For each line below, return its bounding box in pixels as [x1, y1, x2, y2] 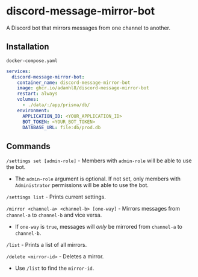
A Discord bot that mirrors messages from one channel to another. [6, 24, 170, 31]
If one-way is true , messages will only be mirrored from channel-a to [14, 223, 182, 231]
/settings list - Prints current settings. [6, 193, 107, 200]
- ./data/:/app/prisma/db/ [22, 102, 90, 108]
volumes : [17, 97, 39, 103]
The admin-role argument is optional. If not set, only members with [14, 175, 181, 182]
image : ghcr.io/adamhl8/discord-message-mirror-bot [17, 85, 149, 91]
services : [6, 68, 31, 74]
